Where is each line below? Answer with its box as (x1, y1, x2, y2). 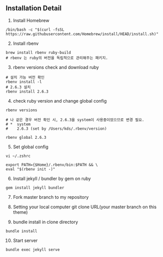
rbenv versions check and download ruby (13, 64, 99, 70)
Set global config (13, 143, 49, 150)
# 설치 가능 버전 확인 (6, 75, 45, 80)
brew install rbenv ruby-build (6, 50, 71, 55)
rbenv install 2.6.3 (6, 89, 49, 94)
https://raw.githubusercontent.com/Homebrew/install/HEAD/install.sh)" (6, 31, 158, 37)
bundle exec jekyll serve (6, 247, 60, 252)
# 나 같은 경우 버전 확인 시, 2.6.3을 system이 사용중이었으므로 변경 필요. (6, 117, 144, 122)
